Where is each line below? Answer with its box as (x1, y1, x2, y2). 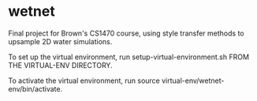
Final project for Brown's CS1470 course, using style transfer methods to (8, 28, 244, 38)
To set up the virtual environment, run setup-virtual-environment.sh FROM (8, 52, 250, 62)
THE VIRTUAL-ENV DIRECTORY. (8, 60, 113, 69)
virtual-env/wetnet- (161, 76, 225, 85)
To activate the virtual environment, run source (8, 76, 160, 85)
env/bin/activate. (8, 84, 63, 93)
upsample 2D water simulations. (8, 36, 113, 46)
